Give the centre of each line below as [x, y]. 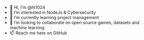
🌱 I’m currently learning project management [54, 17]
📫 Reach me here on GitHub [38, 33]
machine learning [27, 28]
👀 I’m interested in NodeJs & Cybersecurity [53, 12]
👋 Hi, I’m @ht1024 [27, 7]
